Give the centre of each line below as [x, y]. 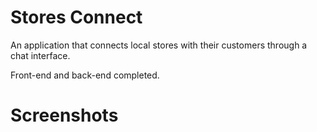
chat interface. [40, 55]
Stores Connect [76, 17]
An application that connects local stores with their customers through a [159, 45]
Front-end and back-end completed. [85, 75]
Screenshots [64, 115]
